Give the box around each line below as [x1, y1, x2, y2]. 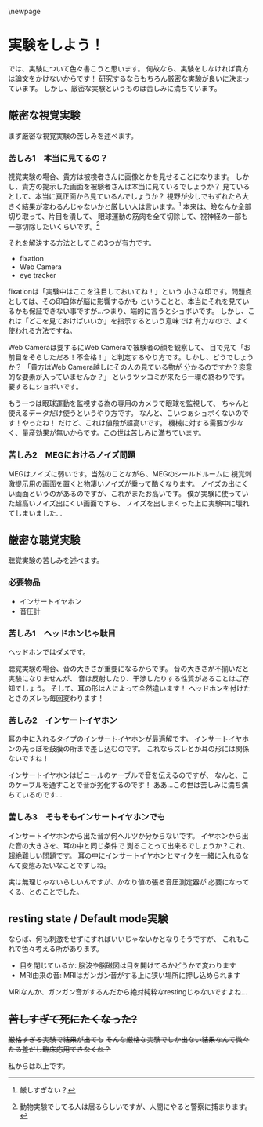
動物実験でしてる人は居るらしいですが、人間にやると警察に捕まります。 [19, 1102, 252, 1111]
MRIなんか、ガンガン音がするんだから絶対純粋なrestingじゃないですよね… [8, 987, 248, 997]
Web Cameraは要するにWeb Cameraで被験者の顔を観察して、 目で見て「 [8, 343, 244, 352]
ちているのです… [8, 790, 63, 800]
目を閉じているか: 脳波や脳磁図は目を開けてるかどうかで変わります [19, 961, 236, 970]
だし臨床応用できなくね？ [28, 1045, 111, 1054]
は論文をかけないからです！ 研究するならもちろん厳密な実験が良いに [8, 74, 229, 83]
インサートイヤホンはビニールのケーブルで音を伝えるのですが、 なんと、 [8, 771, 243, 780]
